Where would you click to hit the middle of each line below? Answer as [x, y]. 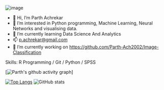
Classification [27, 52]
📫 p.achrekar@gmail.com [40, 40]
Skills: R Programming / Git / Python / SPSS [50, 62]
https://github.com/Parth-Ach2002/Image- [114, 47]
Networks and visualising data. [45, 28]
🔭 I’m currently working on [40, 47]
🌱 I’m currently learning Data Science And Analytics [67, 34]
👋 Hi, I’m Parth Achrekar [38, 18]
